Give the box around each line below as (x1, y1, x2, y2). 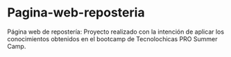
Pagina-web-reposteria (7, 5, 145, 21)
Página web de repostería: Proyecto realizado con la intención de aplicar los (7, 27, 224, 36)
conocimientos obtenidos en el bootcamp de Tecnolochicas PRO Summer (7, 34, 218, 43)
